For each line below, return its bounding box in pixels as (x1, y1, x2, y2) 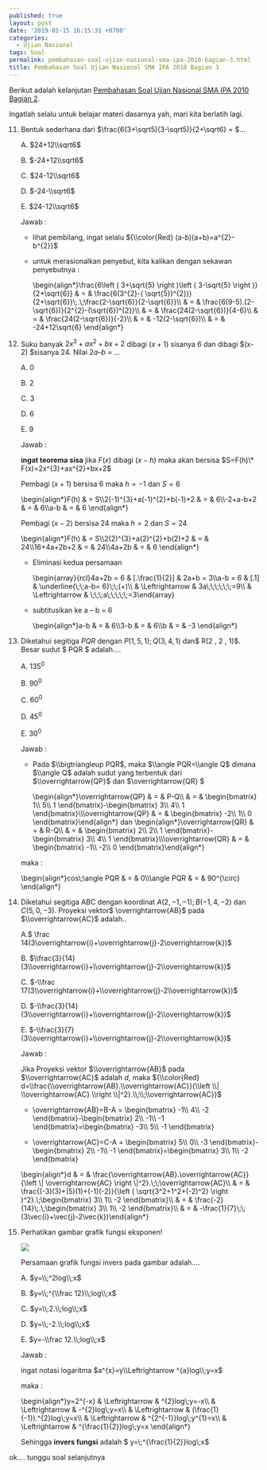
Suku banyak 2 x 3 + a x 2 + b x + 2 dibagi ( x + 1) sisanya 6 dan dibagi (20, 337, 238, 348)
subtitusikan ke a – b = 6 (32, 605, 113, 615)
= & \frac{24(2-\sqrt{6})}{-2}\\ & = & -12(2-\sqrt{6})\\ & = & (32, 313, 226, 323)
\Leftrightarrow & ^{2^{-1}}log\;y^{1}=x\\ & (90, 1413, 227, 1422)
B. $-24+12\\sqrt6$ (20, 155, 84, 165)
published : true (9, 11, 63, 20)
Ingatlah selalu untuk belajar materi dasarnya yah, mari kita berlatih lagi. (9, 109, 244, 119)
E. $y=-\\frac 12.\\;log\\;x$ (20, 1334, 106, 1344)
